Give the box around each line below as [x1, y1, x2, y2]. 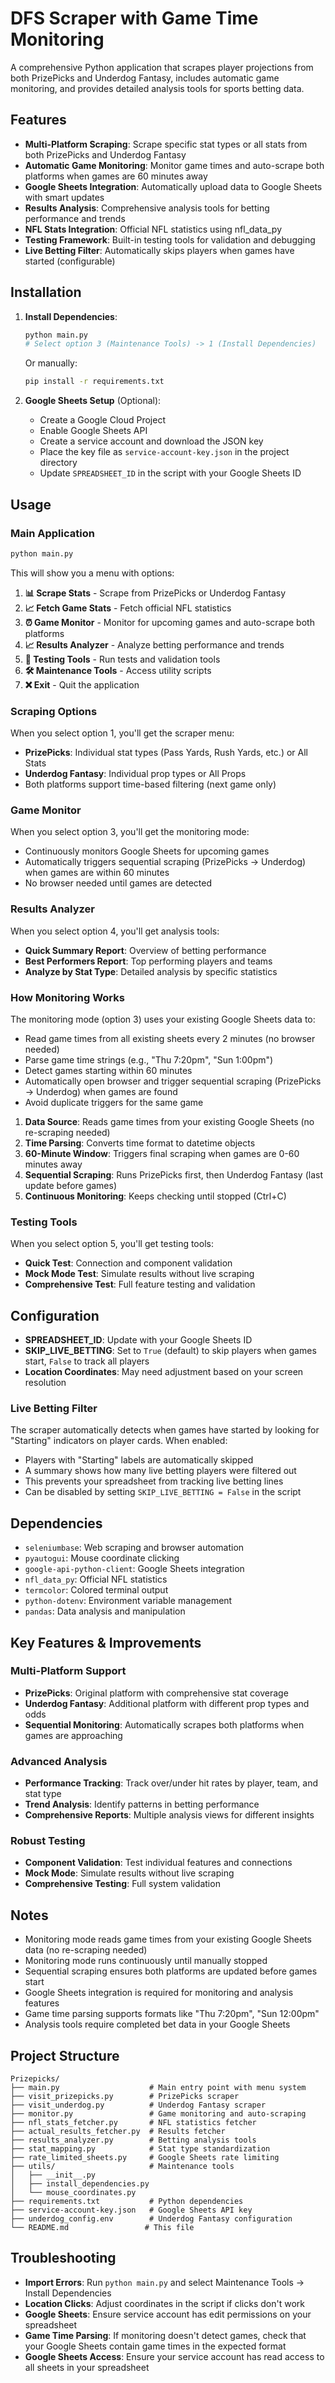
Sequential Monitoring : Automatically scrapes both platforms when [24, 1718, 305, 1731]
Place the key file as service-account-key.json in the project [39, 446, 290, 458]
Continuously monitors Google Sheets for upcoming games [24, 845, 270, 857]
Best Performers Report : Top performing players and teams [24, 955, 273, 967]
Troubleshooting [10, 2250, 117, 2267]
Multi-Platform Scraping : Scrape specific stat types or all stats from [24, 138, 308, 150]
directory [39, 457, 78, 469]
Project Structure [10, 2047, 120, 2064]
